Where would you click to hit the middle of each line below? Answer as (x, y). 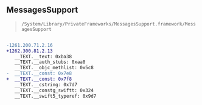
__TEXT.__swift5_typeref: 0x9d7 (55, 96)
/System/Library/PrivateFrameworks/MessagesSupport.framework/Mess (108, 24)
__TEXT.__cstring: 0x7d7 (46, 84)
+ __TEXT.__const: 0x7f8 (39, 79)
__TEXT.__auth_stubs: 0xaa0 (50, 62)
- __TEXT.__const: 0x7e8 (39, 73)
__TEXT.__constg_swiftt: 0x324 (54, 90)
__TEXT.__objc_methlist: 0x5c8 (54, 68)
